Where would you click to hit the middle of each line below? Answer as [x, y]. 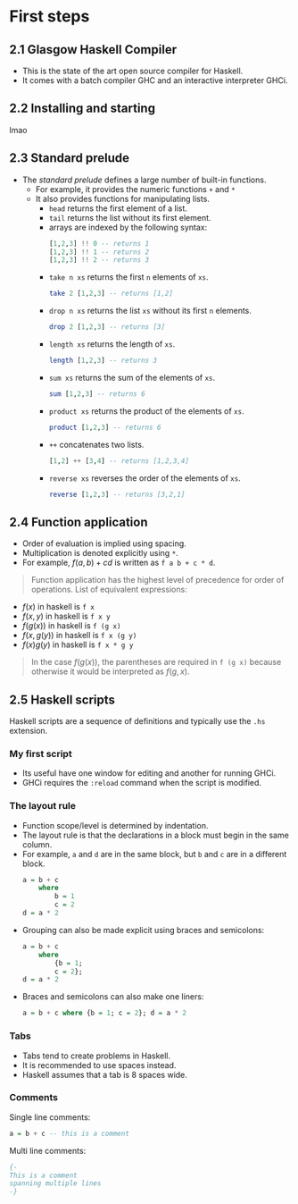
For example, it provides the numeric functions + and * [135, 189]
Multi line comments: [48, 1150]
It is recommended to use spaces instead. [99, 1065]
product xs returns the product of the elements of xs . [146, 411]
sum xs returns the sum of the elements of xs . [132, 377]
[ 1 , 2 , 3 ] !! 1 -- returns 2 [99, 252]
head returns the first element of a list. [118, 208]
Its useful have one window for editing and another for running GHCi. [149, 773]
